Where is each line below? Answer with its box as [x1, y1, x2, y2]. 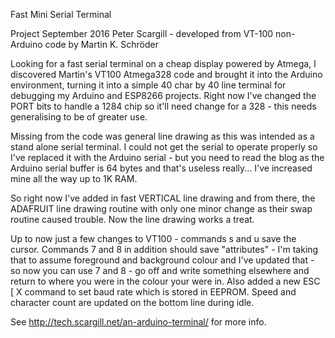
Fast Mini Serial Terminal [10, 9, 112, 20]
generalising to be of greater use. [10, 111, 148, 123]
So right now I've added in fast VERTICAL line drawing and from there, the [10, 192, 316, 204]
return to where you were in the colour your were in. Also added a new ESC [10, 275, 321, 287]
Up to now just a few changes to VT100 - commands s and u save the [10, 233, 297, 244]
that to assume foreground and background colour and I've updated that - [10, 254, 315, 266]
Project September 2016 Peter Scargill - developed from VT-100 [10, 28, 274, 39]
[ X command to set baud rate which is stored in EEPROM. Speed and [10, 286, 297, 298]
